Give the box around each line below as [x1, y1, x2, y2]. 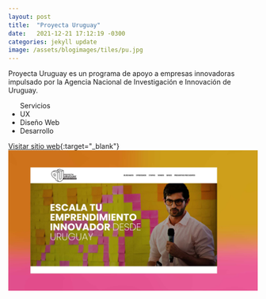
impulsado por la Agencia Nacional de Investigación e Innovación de [8, 78, 231, 87]
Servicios [19, 101, 51, 111]
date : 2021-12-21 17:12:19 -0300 [8, 29, 126, 37]
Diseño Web [19, 118, 60, 127]
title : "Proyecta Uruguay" [8, 21, 101, 29]
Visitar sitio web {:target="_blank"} [8, 142, 120, 151]
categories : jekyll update [8, 38, 97, 46]
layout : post [8, 13, 51, 21]
